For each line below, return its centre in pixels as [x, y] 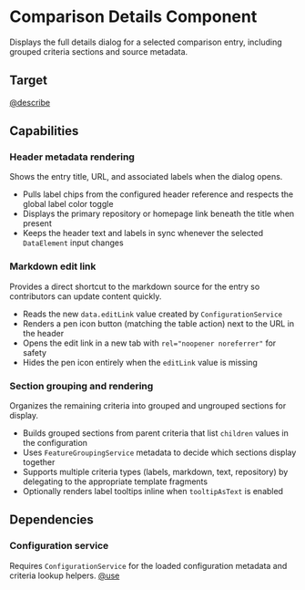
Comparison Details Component [133, 17]
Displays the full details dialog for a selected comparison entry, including [146, 42]
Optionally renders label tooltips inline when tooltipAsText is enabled [153, 492]
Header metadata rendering [72, 157]
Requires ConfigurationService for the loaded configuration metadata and [148, 565]
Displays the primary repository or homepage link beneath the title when [158, 214]
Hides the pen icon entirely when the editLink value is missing [140, 362]
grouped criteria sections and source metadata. [99, 51]
